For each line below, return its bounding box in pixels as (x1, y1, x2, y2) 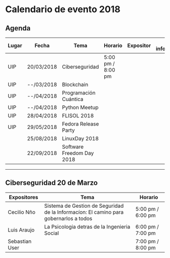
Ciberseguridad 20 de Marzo (5, 179, 98, 187)
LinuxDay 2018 (62, 135, 99, 142)
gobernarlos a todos (44, 215, 93, 222)
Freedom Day (62, 150, 94, 156)
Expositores (9, 193, 38, 201)
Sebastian (8, 238, 32, 245)
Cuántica (62, 95, 83, 103)
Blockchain (62, 81, 89, 88)
